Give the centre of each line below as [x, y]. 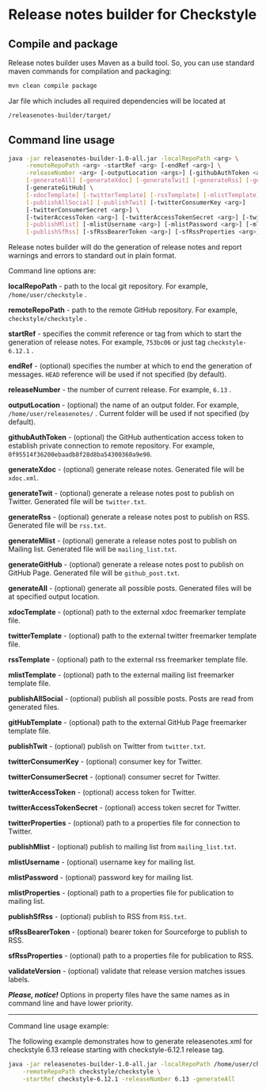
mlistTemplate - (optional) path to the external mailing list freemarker [122, 675]
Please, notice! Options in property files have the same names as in [119, 995]
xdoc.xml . [24, 478]
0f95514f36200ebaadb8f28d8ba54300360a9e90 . [80, 454]
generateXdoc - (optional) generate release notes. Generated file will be [126, 470]
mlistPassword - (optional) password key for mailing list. [101, 878]
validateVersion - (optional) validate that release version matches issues [127, 971]
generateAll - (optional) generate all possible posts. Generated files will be [130, 589]
